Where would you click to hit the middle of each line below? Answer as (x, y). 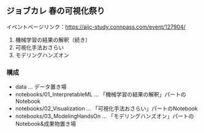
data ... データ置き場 (41, 87)
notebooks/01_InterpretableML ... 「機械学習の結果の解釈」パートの (100, 95)
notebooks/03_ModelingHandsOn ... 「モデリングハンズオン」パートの (104, 116)
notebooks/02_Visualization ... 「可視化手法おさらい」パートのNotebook (106, 109)
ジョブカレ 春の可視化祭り (56, 11)
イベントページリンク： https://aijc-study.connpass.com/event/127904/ (96, 27)
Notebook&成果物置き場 (46, 124)
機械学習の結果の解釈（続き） (53, 40)
